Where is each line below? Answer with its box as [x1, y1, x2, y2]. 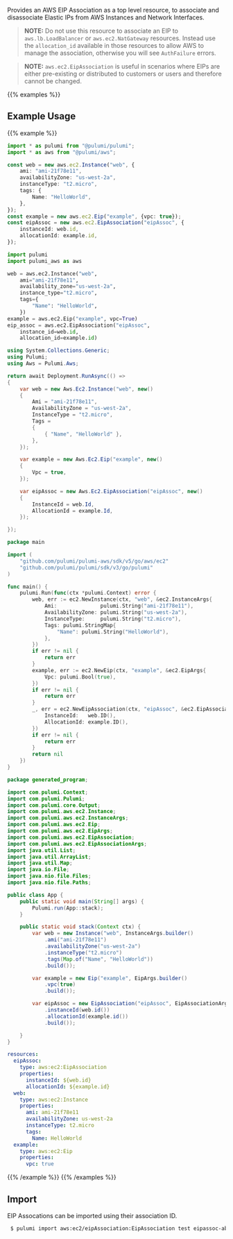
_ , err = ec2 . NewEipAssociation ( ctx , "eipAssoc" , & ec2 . [32, 706, 197, 713]
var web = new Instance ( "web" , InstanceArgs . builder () [32, 930, 194, 937]
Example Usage [7, 110, 76, 122]
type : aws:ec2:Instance [19, 1096, 89, 1103]
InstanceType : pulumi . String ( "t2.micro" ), [44, 615, 182, 622]
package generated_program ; [7, 776, 89, 783]
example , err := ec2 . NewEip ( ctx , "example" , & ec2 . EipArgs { [32, 667, 207, 674]
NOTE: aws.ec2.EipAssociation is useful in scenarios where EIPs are [24, 62, 221, 70]
